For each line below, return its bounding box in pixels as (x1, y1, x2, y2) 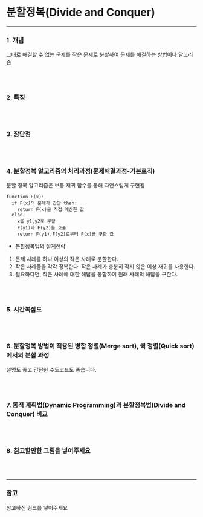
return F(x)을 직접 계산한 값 (17, 207, 85, 213)
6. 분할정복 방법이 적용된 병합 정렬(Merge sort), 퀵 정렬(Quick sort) (6, 342, 195, 351)
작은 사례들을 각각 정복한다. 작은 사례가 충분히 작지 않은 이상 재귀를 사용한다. (14, 263, 196, 270)
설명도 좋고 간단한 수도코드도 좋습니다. (6, 366, 97, 373)
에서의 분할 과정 (6, 351, 50, 360)
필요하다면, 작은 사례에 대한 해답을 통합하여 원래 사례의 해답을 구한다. (14, 270, 178, 278)
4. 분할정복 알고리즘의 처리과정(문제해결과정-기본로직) (6, 167, 155, 175)
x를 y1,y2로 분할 (17, 218, 56, 224)
